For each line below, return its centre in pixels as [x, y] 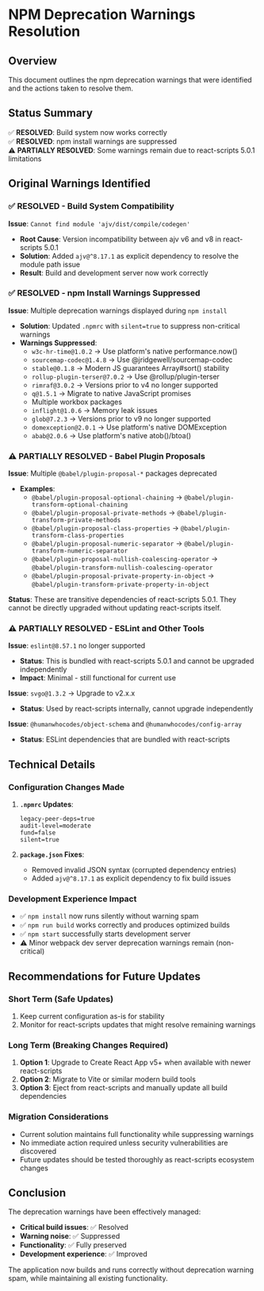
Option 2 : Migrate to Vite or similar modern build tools [108, 1079]
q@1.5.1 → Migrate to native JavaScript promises [111, 393]
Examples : [37, 489]
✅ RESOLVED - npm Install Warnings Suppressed [104, 293]
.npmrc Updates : [46, 804]
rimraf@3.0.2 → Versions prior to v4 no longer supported [124, 385]
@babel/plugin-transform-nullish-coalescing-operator [122, 568]
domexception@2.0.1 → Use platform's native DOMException [129, 427]
